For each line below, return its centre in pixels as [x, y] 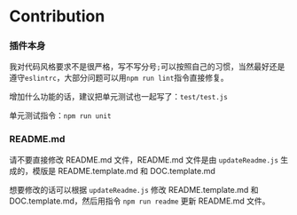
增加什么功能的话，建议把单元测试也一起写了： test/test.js [118, 97]
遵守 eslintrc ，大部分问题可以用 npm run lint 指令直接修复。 [119, 78]
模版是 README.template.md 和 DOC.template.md [124, 171]
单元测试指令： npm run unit [60, 115]
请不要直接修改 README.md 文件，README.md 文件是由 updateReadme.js [144, 159]
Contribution [57, 16]
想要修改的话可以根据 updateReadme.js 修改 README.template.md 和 [134, 189]
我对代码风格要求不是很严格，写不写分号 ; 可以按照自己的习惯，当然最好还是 [147, 67]
